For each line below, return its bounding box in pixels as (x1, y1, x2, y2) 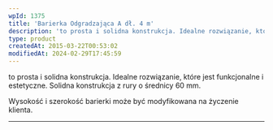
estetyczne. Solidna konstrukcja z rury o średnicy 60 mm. (8, 80, 201, 90)
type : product (8, 34, 57, 43)
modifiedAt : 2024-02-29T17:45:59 (8, 50, 122, 58)
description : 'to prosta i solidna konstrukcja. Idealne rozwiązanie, (8, 27, 253, 35)
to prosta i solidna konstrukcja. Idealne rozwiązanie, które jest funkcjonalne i (8, 72, 264, 81)
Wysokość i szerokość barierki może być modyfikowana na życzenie (8, 97, 239, 106)
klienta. (8, 105, 33, 115)
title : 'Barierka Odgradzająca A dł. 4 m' (8, 19, 154, 28)
